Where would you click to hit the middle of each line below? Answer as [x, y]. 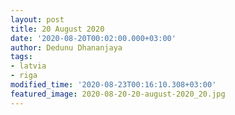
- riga [24, 76]
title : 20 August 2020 [57, 29]
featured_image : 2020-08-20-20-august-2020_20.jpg [118, 94]
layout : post [37, 19]
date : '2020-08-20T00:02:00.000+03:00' [93, 38]
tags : [21, 57]
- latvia [28, 66]
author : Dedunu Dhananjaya [66, 47]
